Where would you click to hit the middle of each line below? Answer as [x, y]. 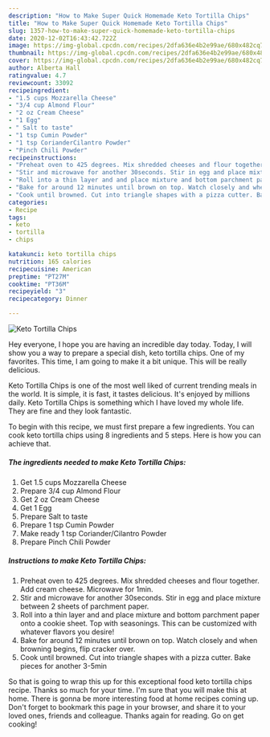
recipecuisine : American [50, 269]
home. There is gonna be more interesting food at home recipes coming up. [133, 698]
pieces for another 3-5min [63, 666]
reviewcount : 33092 [41, 83]
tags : [17, 218]
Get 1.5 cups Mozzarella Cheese [73, 482]
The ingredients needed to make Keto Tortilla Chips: [97, 462]
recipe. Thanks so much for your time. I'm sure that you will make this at [128, 690]
